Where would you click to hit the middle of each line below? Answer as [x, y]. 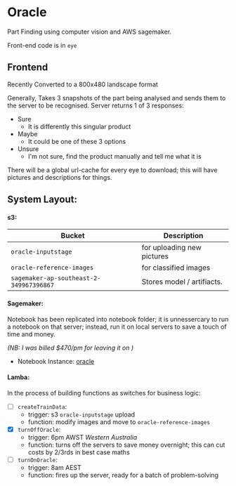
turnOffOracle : [39, 429]
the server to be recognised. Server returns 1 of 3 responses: [96, 105]
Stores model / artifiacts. [182, 282]
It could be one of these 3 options [77, 141]
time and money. [32, 334]
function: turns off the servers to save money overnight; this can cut [126, 445]
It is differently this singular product [79, 126]
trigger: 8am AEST [55, 467]
